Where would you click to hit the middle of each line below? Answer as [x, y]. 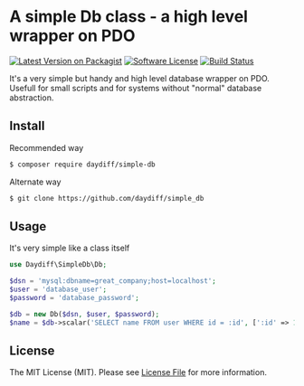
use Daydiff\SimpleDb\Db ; [58, 265]
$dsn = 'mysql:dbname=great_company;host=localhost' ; [113, 281]
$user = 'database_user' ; [58, 290]
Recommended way [47, 147]
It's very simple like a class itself [70, 248]
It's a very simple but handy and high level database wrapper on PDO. [139, 78]
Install [27, 126]
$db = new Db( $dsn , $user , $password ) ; [85, 314]
